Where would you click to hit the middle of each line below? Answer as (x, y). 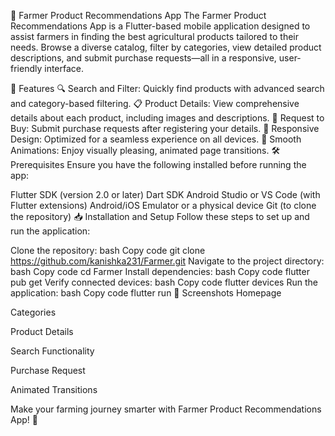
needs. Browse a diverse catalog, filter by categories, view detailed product (166, 47)
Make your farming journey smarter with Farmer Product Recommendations (166, 409)
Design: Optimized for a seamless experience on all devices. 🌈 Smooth (156, 139)
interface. (64, 68)
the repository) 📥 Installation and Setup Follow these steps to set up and (160, 216)
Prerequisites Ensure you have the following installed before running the (158, 164)
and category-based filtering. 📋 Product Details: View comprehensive (155, 103)
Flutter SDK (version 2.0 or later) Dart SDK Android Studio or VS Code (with (165, 194)
